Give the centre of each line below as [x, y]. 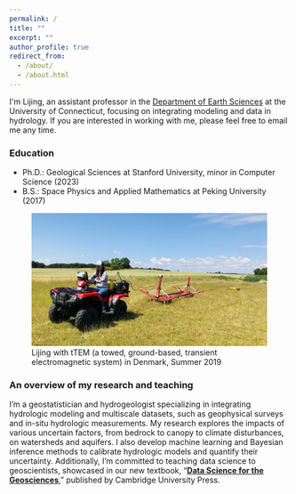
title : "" [28, 28]
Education [32, 153]
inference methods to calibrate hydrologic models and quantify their [134, 451]
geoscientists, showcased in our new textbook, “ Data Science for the [136, 470]
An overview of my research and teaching [101, 385]
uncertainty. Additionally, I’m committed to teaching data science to [132, 461]
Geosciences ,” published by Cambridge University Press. [115, 480]
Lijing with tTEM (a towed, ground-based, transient [124, 352]
